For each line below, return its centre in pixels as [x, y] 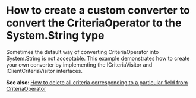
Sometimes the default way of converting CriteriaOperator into [83, 52]
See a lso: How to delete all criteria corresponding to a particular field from [97, 82]
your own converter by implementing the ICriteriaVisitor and [79, 64]
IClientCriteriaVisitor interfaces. [45, 71]
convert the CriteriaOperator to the [94, 23]
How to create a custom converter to [98, 10]
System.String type [55, 36]
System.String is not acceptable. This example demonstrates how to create [98, 58]
